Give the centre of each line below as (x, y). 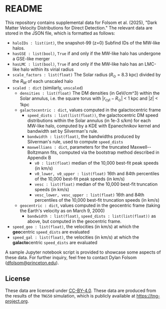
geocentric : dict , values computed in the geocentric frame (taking (90, 206)
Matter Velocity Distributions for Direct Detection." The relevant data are (79, 27)
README (24, 9)
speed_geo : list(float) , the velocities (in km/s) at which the (76, 227)
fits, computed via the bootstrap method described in (105, 152)
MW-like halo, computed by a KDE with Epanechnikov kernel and (93, 126)
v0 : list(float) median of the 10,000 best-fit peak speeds (97, 163)
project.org (17, 301)
